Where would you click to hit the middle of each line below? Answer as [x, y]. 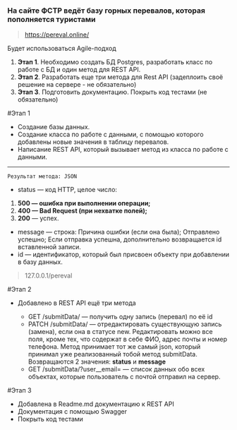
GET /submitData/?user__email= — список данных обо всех [116, 369]
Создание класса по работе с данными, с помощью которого [110, 135]
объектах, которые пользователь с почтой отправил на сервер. [124, 377]
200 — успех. [38, 218]
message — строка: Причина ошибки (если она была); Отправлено [119, 232]
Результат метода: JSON [42, 177]
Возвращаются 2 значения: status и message [97, 362]
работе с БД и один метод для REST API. [79, 70]
